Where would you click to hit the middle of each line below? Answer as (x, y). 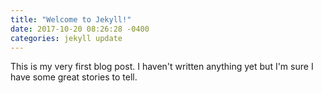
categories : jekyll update (66, 38)
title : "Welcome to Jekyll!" (71, 19)
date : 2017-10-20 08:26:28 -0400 (80, 29)
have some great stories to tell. (74, 77)
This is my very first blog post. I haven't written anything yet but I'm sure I (162, 67)
